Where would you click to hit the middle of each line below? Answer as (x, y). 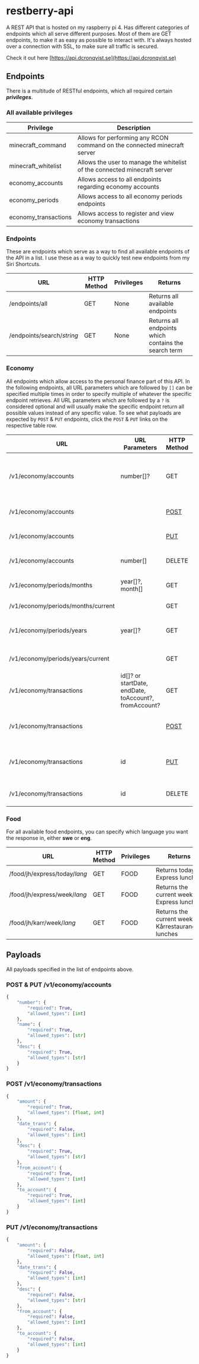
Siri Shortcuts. (23, 264)
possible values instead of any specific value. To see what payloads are (94, 413)
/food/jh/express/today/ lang (48, 874)
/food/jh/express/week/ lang (48, 894)
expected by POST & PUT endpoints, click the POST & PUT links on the (87, 419)
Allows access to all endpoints (119, 179)
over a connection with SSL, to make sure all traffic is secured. (82, 46)
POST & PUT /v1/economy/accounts (59, 985)
